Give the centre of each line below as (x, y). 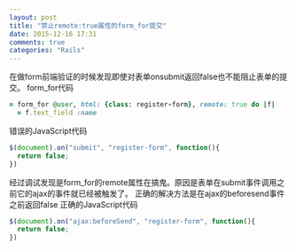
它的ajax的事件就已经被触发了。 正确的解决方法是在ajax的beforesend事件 (151, 193)
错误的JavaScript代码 (48, 130)
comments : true (37, 42)
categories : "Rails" (47, 51)
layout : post (33, 17)
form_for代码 (50, 88)
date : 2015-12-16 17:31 (53, 34)
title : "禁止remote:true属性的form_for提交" (88, 26)
